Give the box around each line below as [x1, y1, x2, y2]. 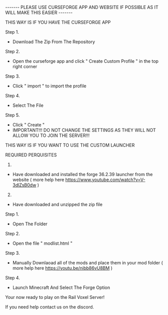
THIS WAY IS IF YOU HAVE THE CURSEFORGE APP [5, 20, 111, 25]
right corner [12, 64, 38, 69]
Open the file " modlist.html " [12, 240, 73, 246]
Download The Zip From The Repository [12, 39, 95, 45]
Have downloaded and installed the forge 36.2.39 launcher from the [12, 172, 153, 177]
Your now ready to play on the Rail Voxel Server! [5, 294, 105, 300]
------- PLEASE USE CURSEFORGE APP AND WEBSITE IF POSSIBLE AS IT [5, 5, 159, 10]
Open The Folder [12, 221, 48, 227]
